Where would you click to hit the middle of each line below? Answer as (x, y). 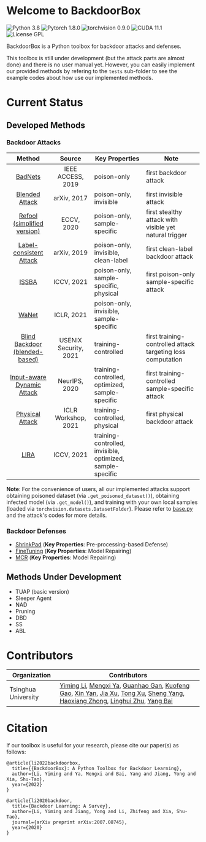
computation (164, 359)
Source (71, 159)
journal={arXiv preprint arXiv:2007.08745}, (70, 822)
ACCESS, (71, 176)
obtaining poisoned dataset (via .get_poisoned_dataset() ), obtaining (93, 495)
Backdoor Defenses (36, 531)
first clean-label (170, 248)
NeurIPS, (71, 380)
